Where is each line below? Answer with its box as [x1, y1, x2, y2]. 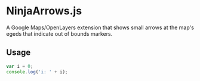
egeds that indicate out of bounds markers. [6, 30, 113, 37]
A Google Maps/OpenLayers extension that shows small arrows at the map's [6, 24, 194, 31]
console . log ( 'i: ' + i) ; [6, 68, 68, 75]
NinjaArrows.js [6, 4, 82, 18]
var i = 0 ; [6, 63, 33, 69]
